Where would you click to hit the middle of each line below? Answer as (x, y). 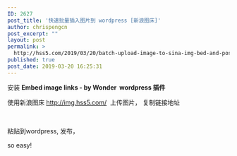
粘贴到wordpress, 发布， (43, 131)
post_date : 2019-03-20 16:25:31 (55, 66)
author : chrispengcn (38, 27)
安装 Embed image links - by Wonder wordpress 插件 (86, 87)
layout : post (26, 40)
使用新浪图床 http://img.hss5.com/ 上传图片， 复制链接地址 (93, 102)
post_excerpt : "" (33, 34)
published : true (31, 60)
